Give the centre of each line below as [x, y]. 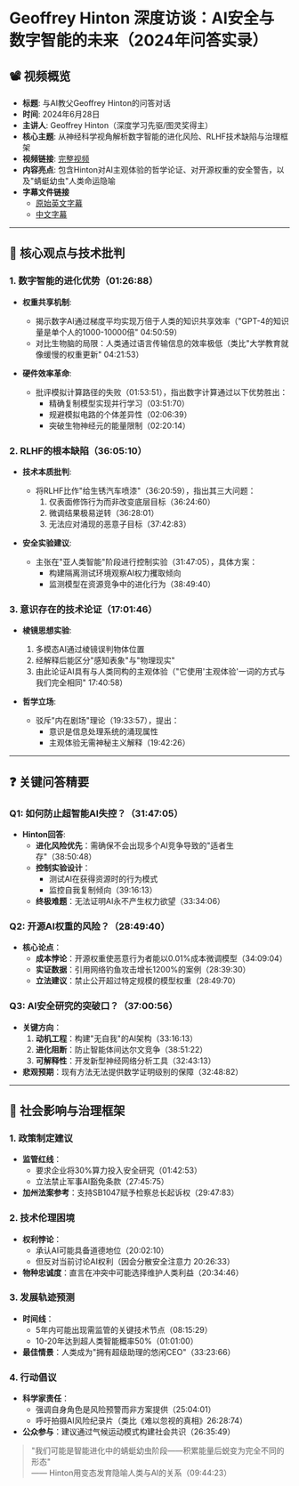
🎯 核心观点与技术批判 [67, 253]
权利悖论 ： [42, 1239]
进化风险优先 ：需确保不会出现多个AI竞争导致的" [123, 845]
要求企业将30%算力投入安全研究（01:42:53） [118, 1170]
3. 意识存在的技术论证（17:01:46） [83, 609]
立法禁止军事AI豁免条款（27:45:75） [102, 1182]
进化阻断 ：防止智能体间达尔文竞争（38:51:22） [121, 1049]
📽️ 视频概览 [40, 76]
